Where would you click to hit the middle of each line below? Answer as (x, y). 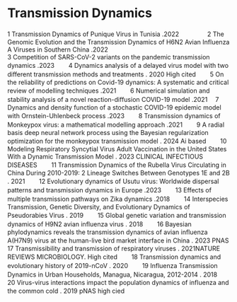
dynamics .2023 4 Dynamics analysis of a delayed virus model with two (118, 65)
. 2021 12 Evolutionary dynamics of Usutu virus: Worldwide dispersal (113, 181)
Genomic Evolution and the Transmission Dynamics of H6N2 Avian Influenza (118, 42)
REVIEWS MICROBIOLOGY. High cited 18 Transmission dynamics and (114, 257)
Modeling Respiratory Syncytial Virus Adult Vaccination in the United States (117, 149)
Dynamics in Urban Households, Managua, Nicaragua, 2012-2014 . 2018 (112, 274)
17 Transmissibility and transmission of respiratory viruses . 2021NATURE (114, 248)
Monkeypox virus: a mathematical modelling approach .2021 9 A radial (116, 124)
